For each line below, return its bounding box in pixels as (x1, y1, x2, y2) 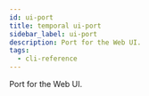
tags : (9, 46, 29, 55)
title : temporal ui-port (9, 21, 102, 30)
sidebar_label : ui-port (9, 29, 98, 38)
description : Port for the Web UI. (9, 37, 142, 47)
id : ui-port (9, 12, 54, 22)
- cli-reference (17, 54, 78, 63)
